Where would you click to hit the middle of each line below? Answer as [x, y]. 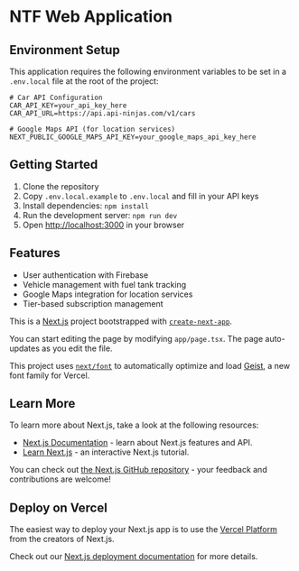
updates [25, 348]
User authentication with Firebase [85, 275]
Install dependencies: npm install [85, 206]
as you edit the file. [77, 348]
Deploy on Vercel [59, 507]
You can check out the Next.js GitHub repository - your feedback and [139, 470]
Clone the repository [61, 186]
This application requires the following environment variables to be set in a [148, 71]
